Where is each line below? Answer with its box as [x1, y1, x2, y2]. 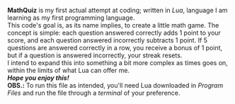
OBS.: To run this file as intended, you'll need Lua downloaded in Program [7, 81, 224, 89]
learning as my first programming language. [7, 13, 135, 22]
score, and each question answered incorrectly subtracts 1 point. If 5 [7, 36, 207, 45]
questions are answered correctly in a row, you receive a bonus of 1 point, [7, 44, 223, 52]
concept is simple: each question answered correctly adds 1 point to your [7, 28, 222, 37]
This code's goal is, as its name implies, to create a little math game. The [7, 21, 219, 29]
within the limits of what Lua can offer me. [7, 67, 130, 74]
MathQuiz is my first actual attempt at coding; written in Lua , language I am [7, 6, 228, 14]
